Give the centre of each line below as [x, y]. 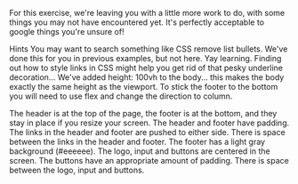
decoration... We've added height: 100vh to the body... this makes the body [147, 77]
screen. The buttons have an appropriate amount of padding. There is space [149, 160]
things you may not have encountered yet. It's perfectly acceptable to [137, 22]
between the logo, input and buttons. [77, 170]
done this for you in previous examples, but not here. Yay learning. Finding [145, 58]
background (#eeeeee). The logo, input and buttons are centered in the [140, 151]
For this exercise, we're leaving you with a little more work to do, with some [147, 13]
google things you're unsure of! [67, 32]
